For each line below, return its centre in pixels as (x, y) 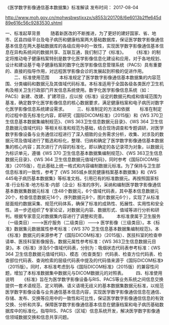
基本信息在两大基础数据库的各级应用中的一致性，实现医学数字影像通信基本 (82, 46)
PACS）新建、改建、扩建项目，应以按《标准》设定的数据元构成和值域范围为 (84, 96)
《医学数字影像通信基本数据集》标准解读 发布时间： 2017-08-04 (72, 7)
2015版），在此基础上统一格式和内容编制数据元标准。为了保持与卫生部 (88, 166)
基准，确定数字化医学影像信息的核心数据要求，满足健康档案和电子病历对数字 (84, 103)
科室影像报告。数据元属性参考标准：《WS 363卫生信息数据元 (89, 241)
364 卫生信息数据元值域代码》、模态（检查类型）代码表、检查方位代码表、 (82, 254)
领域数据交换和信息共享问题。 (40, 317)
